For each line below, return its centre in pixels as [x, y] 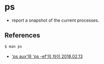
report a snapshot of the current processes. [55, 20]
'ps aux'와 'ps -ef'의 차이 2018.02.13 [47, 56]
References [22, 35]
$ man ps [13, 46]
